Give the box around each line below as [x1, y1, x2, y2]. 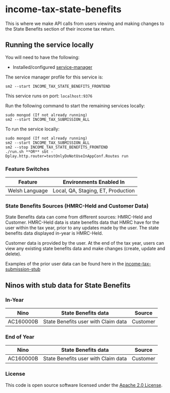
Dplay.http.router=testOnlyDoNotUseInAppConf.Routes [5, 153, 120, 159]
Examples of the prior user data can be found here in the [5, 261, 124, 267]
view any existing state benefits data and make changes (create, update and [5, 246, 165, 252]
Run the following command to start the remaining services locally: [5, 102, 145, 109]
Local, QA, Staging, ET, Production [52, 187, 135, 194]
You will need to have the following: [5, 54, 80, 60]
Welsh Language [8, 187, 48, 194]
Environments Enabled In [63, 178, 125, 186]
